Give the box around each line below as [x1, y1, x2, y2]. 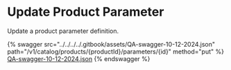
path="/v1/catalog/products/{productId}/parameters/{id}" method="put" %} [7, 47, 224, 56]
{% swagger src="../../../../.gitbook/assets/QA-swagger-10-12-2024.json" [7, 40, 216, 48]
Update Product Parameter [7, 4, 164, 20]
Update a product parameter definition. [7, 27, 119, 35]
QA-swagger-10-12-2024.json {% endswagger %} [7, 54, 151, 62]
